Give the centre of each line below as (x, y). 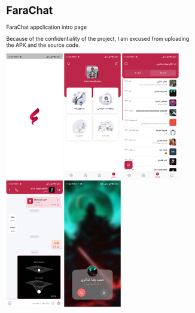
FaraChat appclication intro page (47, 27)
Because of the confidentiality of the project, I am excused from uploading (98, 38)
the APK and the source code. (43, 45)
